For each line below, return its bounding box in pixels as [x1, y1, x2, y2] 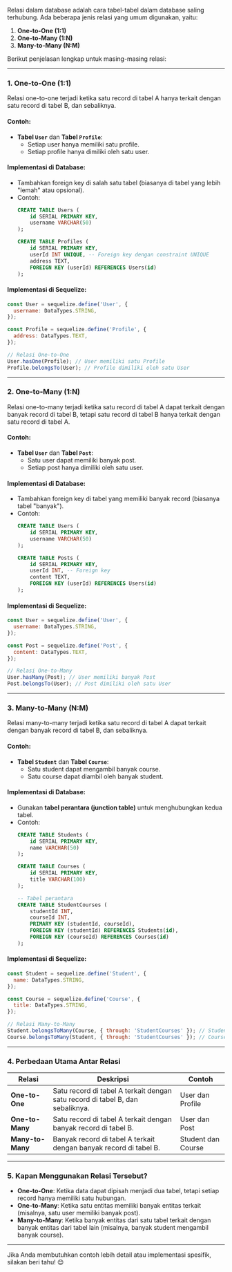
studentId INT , [30, 908, 74, 915]
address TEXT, [30, 257, 70, 265]
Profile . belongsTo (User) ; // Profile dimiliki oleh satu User [7, 364, 190, 371]
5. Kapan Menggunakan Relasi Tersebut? [7, 1171, 148, 1181]
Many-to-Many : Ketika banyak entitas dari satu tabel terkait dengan [17, 1216, 211, 1224]
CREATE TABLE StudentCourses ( [17, 901, 108, 908]
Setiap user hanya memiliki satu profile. [27, 140, 140, 148]
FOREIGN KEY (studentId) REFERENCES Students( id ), [30, 927, 179, 934]
